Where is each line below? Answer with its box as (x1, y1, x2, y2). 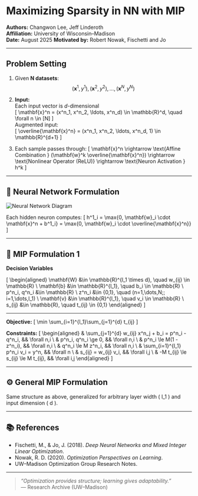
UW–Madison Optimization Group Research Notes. (14, 460, 137, 467)
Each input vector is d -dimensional (14, 102, 100, 110)
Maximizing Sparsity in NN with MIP (6, 4, 186, 18)
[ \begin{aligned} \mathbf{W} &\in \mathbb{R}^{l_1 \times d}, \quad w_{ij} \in (6, 276, 190, 283)
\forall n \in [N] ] (14, 115, 54, 122)
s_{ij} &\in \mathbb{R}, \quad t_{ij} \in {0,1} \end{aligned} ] (6, 301, 146, 308)
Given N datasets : (14, 74, 59, 81)
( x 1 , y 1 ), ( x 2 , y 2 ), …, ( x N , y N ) (71, 84, 135, 92)
